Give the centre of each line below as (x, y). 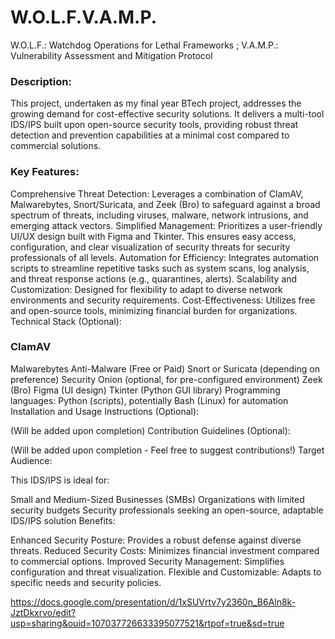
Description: (41, 81)
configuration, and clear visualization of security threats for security (150, 247)
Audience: (31, 460)
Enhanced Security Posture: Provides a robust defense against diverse (156, 540)
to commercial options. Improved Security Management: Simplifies (147, 561)
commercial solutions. (56, 146)
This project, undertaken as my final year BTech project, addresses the (156, 103)
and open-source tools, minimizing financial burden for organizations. (154, 310)
